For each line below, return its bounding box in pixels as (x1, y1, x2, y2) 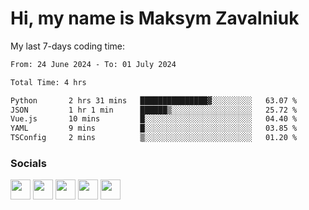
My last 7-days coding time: (10, 40, 126, 52)
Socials (10, 156, 47, 170)
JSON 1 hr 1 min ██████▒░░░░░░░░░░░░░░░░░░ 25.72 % (10, 105, 298, 115)
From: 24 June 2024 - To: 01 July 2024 (10, 59, 177, 69)
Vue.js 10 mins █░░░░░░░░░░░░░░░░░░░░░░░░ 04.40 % (10, 114, 298, 124)
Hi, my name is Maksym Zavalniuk (10, 7, 300, 30)
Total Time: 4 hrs (10, 77, 87, 87)
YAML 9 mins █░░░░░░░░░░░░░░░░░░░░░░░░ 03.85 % (10, 123, 298, 134)
